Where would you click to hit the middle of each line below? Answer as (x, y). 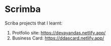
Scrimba (23, 9)
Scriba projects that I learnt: (34, 23)
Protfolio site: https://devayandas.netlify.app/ (59, 32)
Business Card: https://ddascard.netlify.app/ (58, 38)
